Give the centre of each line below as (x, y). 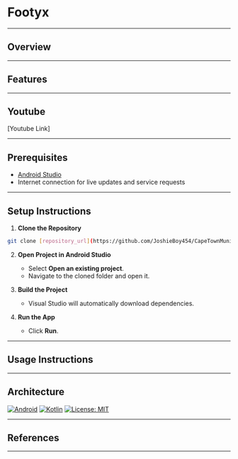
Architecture (36, 392)
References (33, 437)
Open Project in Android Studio (64, 254)
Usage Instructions (50, 359)
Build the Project (42, 289)
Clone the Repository (49, 228)
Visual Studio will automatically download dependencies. (111, 303)
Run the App (36, 317)
